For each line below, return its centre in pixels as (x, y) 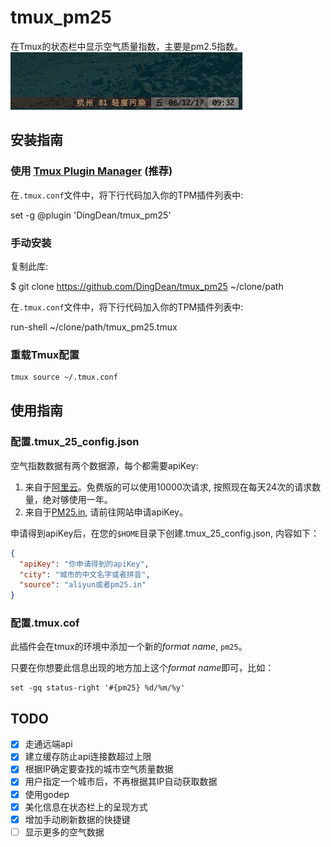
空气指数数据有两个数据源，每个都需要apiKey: (104, 465)
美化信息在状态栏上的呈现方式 (86, 807)
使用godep (47, 794)
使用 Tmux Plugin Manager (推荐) (91, 171)
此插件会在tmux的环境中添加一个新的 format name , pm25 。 (129, 647)
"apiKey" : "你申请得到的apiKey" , (84, 564)
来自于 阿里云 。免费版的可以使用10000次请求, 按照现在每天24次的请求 (168, 487)
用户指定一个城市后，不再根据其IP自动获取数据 (121, 782)
